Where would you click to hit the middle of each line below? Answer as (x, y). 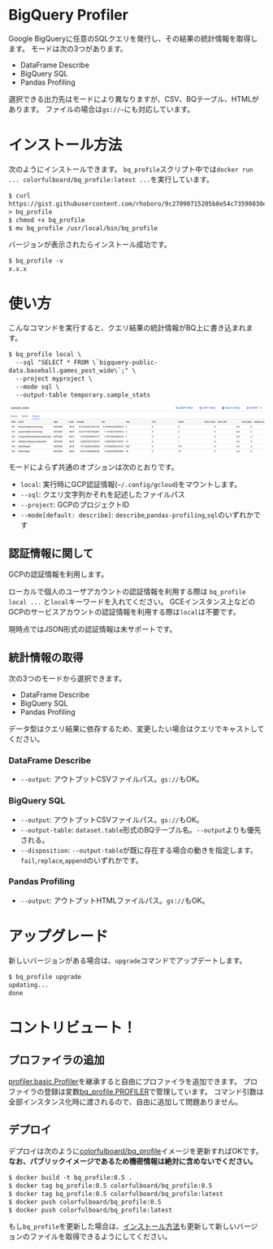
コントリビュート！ (73, 1027)
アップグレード (58, 936)
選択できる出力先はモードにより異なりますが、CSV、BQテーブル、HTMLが (134, 98)
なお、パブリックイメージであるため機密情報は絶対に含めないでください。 (133, 1161)
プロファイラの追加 (56, 1060)
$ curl (19, 196)
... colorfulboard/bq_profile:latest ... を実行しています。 (111, 179)
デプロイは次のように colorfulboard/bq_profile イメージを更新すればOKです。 (136, 1151)
